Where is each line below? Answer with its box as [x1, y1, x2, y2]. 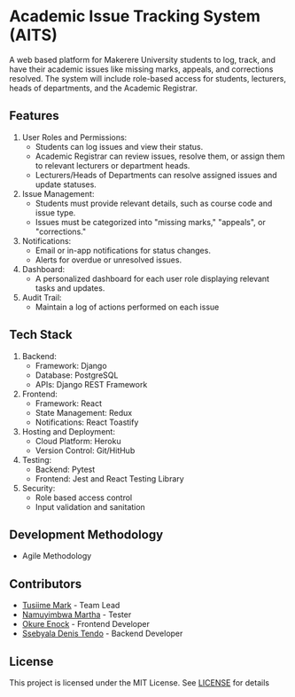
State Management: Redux [35, 407, 133, 418]
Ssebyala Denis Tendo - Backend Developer [21, 628, 183, 639]
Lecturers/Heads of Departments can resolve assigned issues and [35, 169, 277, 180]
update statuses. [35, 179, 97, 190]
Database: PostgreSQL [35, 370, 119, 380]
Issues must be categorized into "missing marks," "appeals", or [35, 216, 266, 227]
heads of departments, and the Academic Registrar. [9, 82, 198, 93]
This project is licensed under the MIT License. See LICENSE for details [9, 677, 270, 688]
